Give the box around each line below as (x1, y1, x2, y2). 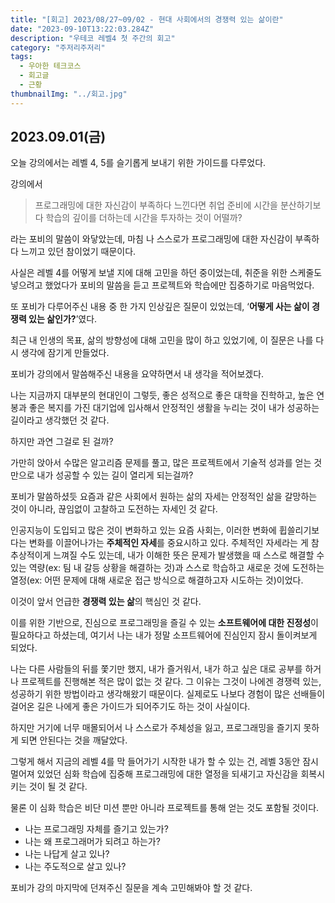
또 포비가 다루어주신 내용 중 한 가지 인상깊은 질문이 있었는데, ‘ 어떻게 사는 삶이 (10, 301, 310, 313)
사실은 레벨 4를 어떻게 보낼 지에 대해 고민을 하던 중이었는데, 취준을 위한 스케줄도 (10, 267, 323, 279)
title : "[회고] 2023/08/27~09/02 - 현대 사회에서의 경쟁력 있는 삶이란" (10, 14, 284, 25)
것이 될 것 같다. (28, 781, 88, 793)
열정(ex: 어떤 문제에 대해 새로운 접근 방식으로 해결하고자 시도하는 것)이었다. (10, 574, 304, 586)
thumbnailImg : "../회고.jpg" (10, 89, 128, 99)
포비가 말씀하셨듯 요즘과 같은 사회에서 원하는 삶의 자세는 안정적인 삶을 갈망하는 (10, 491, 318, 503)
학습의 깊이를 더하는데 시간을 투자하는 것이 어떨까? (45, 212, 243, 224)
